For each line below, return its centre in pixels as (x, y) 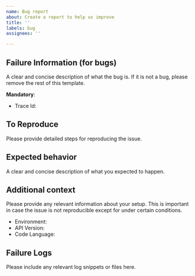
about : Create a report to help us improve (60, 17)
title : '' (18, 22)
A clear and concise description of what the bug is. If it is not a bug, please (97, 77)
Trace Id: (25, 106)
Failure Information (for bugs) (61, 63)
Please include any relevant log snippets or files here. (71, 267)
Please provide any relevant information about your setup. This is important (97, 204)
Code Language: (35, 234)
